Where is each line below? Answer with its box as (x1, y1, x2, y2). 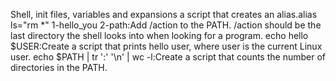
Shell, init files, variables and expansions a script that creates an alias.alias (10, 9, 318, 20)
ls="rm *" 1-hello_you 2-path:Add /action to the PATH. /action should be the (10, 19, 322, 31)
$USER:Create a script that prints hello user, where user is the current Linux (10, 40, 323, 52)
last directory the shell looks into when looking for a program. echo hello (10, 30, 309, 41)
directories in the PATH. (10, 62, 108, 73)
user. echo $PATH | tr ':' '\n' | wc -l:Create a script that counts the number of (10, 51, 326, 63)
